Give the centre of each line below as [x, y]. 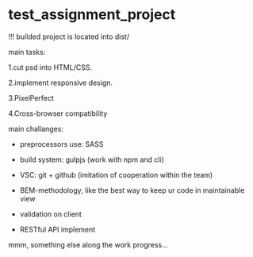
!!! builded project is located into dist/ [69, 36]
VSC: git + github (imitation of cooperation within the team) [116, 175]
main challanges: [36, 128]
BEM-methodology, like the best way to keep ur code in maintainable [132, 190]
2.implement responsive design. [61, 82]
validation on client [50, 214]
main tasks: [27, 52]
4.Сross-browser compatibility [58, 113]
